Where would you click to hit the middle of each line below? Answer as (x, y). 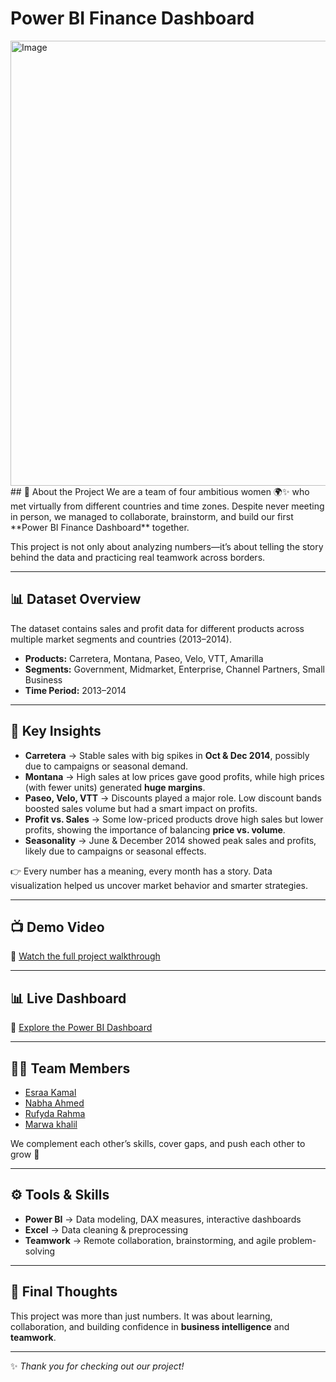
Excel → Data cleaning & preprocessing (106, 1229)
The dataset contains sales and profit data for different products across (157, 628)
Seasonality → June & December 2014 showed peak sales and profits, (170, 840)
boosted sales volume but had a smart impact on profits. (141, 808)
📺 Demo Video (57, 927)
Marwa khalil (51, 1124)
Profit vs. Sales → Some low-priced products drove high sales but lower (174, 819)
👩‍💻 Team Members (70, 1068)
